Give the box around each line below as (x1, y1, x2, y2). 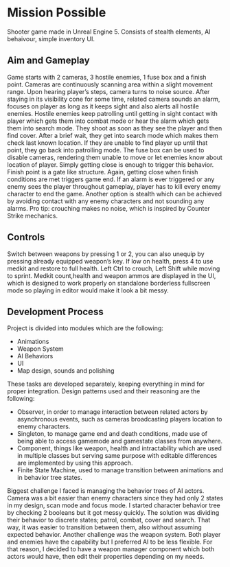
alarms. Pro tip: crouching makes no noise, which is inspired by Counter (7, 204, 211, 212)
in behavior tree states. (16, 474, 82, 482)
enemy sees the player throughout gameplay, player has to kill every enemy (7, 182, 221, 190)
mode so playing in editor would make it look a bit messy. (7, 286, 170, 294)
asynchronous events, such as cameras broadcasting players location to (16, 415, 222, 424)
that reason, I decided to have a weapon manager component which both (7, 545, 215, 553)
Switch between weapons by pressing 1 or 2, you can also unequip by (7, 249, 205, 258)
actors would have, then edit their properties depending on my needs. (7, 553, 205, 561)
